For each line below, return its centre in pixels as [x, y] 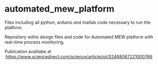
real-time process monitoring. [35, 42]
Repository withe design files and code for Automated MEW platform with [79, 37]
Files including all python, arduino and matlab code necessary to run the [78, 22]
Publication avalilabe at [28, 51]
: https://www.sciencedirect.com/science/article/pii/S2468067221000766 [79, 56]
